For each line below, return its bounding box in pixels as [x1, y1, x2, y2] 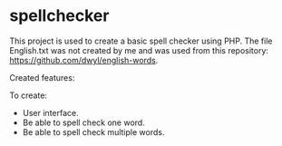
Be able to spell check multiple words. [22, 126, 165, 137]
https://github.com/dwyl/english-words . [9, 54, 159, 65]
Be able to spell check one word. [22, 117, 145, 128]
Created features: [9, 72, 75, 83]
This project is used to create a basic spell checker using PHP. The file [9, 35, 273, 46]
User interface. [22, 107, 79, 118]
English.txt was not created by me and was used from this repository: [9, 44, 269, 55]
